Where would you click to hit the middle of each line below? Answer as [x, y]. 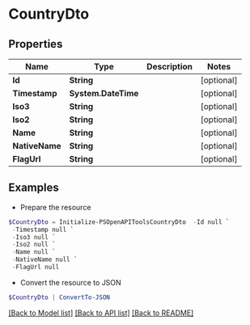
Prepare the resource [55, 207]
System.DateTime [104, 93]
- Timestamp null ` [43, 230]
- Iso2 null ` [34, 245]
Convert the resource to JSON [70, 282]
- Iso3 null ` [34, 237]
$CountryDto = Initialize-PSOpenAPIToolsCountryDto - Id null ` [119, 222]
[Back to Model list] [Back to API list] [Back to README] [101, 313]
